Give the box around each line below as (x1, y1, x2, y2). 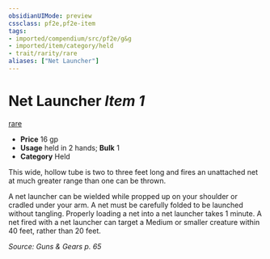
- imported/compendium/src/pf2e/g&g (8, 34, 132, 43)
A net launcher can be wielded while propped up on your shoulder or (8, 191, 238, 201)
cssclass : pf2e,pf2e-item (8, 19, 95, 28)
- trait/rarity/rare (8, 49, 78, 57)
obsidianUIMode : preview (8, 11, 92, 20)
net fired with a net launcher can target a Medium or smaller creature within (8, 217, 260, 227)
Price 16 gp (19, 134, 59, 144)
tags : (8, 27, 27, 35)
